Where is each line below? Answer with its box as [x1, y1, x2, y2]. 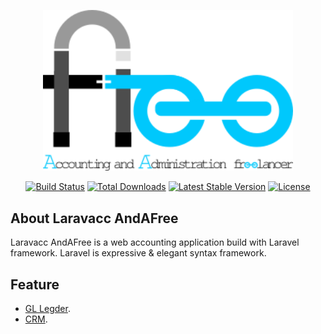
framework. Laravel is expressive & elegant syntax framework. [10, 247, 267, 259]
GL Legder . [24, 302, 71, 314]
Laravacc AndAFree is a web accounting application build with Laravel [10, 236, 300, 249]
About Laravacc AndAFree [10, 210, 179, 227]
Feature [10, 276, 60, 293]
